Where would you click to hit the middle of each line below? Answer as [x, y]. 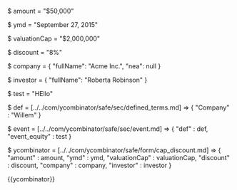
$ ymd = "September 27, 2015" [53, 25]
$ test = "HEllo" [30, 94]
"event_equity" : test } [40, 136]
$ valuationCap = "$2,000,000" [54, 38]
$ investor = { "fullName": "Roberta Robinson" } [77, 80]
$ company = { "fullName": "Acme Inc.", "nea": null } [84, 66]
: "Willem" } [24, 115]
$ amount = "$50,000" [41, 11]
